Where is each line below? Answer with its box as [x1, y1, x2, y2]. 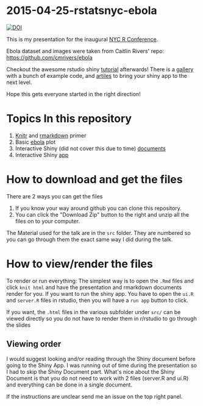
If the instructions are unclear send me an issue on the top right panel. [6, 393, 183, 400]
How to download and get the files [6, 173, 183, 186]
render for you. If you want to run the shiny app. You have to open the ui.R [6, 290, 194, 297]
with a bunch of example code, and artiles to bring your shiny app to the [6, 72, 188, 79]
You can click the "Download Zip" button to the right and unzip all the [15, 211, 190, 218]
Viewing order [6, 339, 62, 349]
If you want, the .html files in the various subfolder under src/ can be [6, 308, 181, 315]
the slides [6, 321, 31, 329]
